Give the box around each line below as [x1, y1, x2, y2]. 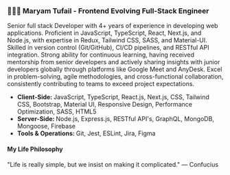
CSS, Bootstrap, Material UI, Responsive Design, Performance [16, 100, 192, 109]
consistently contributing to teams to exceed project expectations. [7, 80, 194, 88]
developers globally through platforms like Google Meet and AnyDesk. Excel [7, 65, 222, 74]
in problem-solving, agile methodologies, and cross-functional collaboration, [7, 72, 224, 81]
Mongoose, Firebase [16, 122, 76, 131]
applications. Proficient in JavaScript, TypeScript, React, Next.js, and [7, 29, 202, 37]
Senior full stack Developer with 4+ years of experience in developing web [7, 22, 218, 30]
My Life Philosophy [7, 145, 63, 153]
